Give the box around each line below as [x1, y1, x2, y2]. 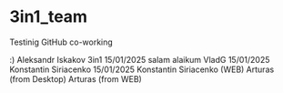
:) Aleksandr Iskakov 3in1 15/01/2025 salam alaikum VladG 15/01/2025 [9, 54, 270, 65]
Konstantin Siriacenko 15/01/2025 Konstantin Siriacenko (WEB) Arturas [9, 64, 275, 75]
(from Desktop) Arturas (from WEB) [9, 73, 143, 84]
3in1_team [9, 6, 88, 27]
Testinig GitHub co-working [9, 36, 114, 47]
